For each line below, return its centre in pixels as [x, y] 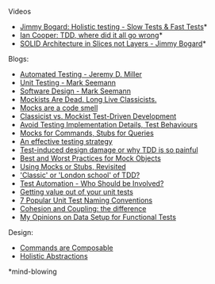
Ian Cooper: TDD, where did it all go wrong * [91, 35]
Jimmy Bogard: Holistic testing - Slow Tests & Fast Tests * [113, 27]
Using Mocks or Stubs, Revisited [73, 167]
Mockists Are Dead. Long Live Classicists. [88, 99]
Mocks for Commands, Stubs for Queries [87, 133]
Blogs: [19, 59]
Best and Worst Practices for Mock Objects [90, 158]
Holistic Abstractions [54, 256]
